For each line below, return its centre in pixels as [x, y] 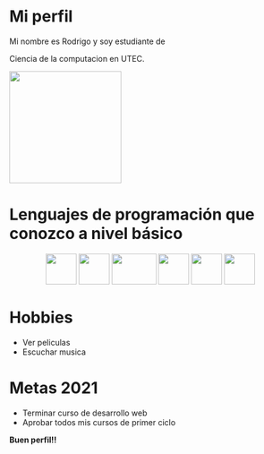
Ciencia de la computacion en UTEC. [77, 58]
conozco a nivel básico [96, 234]
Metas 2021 [54, 388]
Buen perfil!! [33, 440]
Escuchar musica [54, 352]
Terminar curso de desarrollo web [85, 413]
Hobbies [41, 317]
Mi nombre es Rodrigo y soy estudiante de [87, 41]
